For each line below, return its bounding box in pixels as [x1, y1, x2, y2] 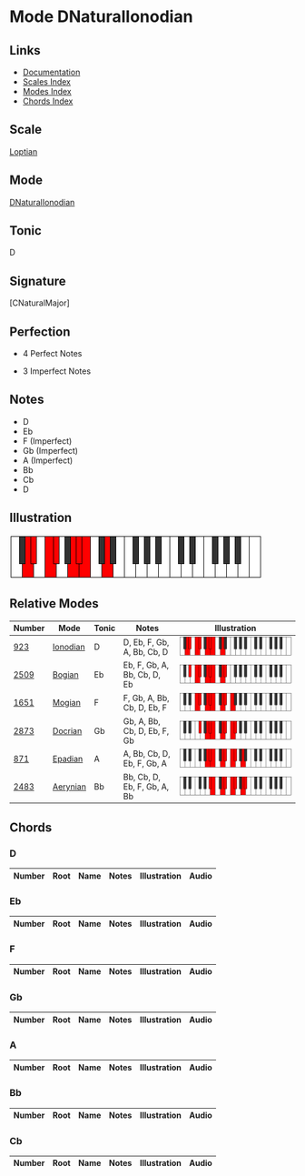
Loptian [9, 146, 38, 156]
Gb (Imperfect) [22, 445, 79, 456]
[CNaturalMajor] [9, 297, 70, 308]
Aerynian [53, 780, 87, 792]
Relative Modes [9, 596, 99, 611]
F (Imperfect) [22, 435, 73, 447]
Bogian [53, 669, 79, 680]
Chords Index [22, 95, 74, 106]
